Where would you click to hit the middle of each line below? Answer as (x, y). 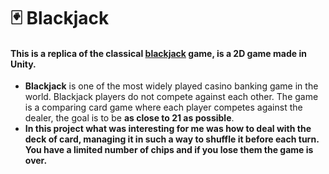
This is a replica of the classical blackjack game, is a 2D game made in (158, 53)
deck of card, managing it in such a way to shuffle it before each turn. (172, 139)
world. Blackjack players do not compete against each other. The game (171, 97)
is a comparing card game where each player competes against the (163, 107)
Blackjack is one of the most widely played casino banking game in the (171, 86)
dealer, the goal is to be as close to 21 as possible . (129, 118)
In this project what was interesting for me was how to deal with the (168, 129)
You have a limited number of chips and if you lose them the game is (169, 150)
